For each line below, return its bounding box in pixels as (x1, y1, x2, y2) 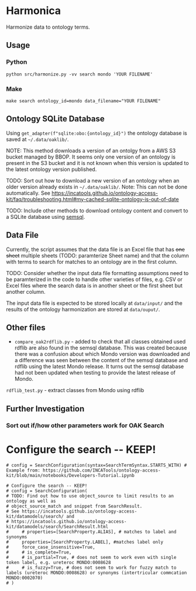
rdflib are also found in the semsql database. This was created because (14, 344, 187, 352)
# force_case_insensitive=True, (6, 544, 95, 550)
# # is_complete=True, (6, 549, 72, 555)
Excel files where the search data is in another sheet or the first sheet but (6, 282, 183, 289)
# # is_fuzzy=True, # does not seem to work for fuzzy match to (6, 565, 177, 571)
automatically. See (6, 189, 51, 197)
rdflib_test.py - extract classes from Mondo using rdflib (6, 387, 145, 394)
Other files (6, 322, 46, 332)
